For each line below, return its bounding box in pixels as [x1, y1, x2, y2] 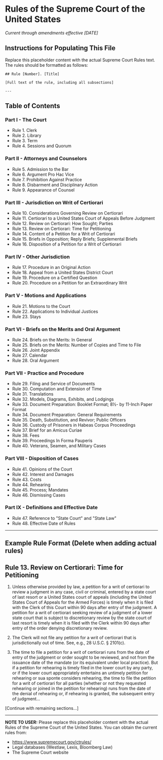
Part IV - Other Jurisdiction [5, 253, 70, 260]
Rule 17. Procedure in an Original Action [12, 265, 91, 270]
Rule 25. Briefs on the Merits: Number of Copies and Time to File [12, 342, 142, 348]
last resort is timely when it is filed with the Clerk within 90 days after [12, 620, 150, 626]
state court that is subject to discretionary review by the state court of [12, 615, 152, 621]
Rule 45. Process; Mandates [12, 487, 69, 493]
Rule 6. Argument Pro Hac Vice [12, 171, 74, 177]
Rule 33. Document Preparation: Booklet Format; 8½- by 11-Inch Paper [12, 401, 153, 407]
